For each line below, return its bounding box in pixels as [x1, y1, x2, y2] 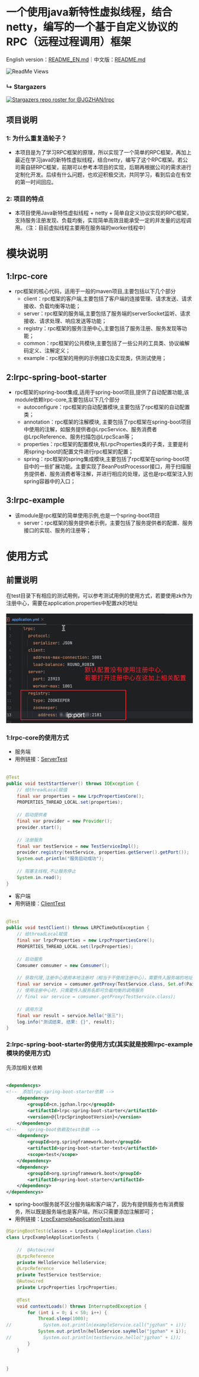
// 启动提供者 [17, 812, 47, 818]
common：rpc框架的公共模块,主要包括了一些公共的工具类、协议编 [23, 340, 185, 347]
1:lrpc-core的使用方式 [6, 733, 69, 741]
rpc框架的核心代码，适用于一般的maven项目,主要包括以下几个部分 [14, 288, 176, 295]
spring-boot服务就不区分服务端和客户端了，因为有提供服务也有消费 [14, 1201, 179, 1208]
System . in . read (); [17, 874, 62, 880]
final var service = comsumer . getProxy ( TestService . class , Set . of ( [17, 981, 187, 987]
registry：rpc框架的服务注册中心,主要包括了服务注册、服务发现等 [23, 325, 182, 332]
